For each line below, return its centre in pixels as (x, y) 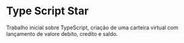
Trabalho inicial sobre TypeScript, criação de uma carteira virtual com (92, 27)
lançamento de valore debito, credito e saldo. (62, 33)
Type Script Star (47, 11)
